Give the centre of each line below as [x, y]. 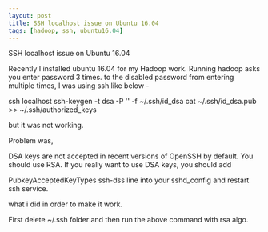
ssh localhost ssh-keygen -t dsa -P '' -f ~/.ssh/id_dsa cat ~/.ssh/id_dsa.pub [133, 102]
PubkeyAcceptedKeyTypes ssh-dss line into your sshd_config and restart [129, 180]
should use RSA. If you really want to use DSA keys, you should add [120, 165]
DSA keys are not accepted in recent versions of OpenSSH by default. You [131, 156]
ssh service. [28, 189]
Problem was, [31, 141]
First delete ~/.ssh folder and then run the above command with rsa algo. [128, 220]
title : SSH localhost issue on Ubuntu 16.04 [84, 23]
